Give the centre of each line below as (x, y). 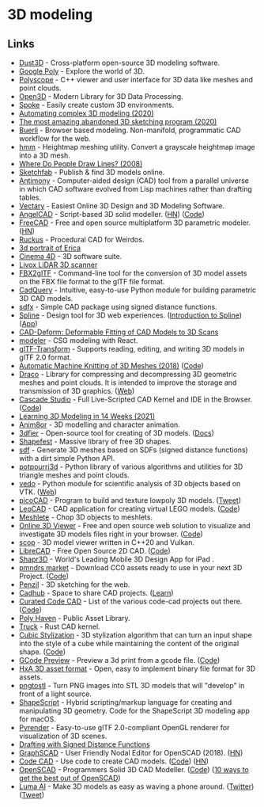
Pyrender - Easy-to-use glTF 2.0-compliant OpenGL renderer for (124, 727)
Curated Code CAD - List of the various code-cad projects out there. (130, 601)
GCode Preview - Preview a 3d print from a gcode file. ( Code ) (119, 660)
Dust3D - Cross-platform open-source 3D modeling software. (119, 63)
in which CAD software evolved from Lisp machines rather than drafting (135, 189)
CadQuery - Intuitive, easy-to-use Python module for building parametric (138, 290)
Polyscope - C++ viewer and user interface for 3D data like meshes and (136, 80)
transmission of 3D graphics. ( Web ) (77, 391)
